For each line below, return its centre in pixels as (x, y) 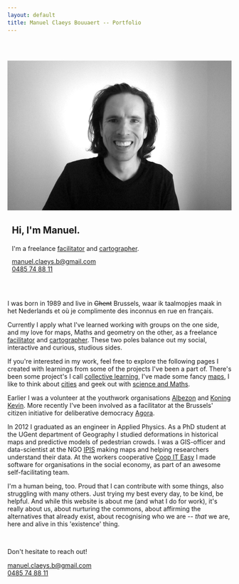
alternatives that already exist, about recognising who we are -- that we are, (119, 516)
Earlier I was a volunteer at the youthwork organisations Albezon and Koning (119, 398)
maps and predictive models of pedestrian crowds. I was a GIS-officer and (116, 442)
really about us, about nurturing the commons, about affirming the (104, 509)
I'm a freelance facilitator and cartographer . (75, 249)
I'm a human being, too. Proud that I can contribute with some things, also (116, 486)
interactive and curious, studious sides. (65, 348)
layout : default (31, 15)
